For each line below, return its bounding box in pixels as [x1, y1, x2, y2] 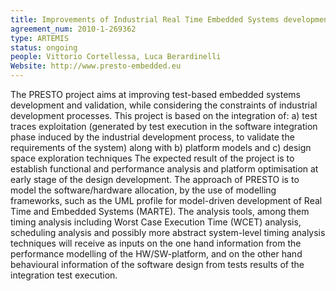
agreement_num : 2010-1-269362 [10, 24, 137, 34]
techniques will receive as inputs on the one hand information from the [10, 237, 302, 249]
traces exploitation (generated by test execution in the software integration [10, 121, 318, 132]
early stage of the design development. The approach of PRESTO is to [10, 174, 300, 185]
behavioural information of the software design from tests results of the [10, 259, 305, 270]
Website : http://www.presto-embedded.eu [10, 61, 182, 71]
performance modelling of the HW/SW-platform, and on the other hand [10, 248, 303, 260]
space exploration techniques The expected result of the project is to [10, 152, 295, 164]
